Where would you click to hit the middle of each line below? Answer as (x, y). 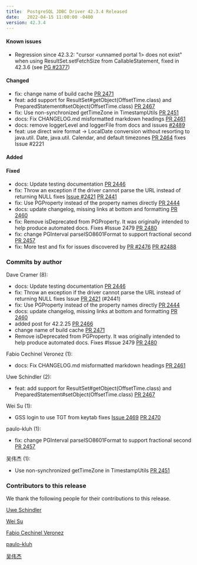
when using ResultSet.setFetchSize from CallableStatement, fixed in (97, 61)
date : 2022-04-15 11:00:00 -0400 (50, 17)
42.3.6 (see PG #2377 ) (42, 67)
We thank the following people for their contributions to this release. (89, 498)
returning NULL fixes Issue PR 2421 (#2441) (68, 298)
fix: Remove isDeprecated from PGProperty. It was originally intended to (102, 221)
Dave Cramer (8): (27, 274)
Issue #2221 (29, 144)
